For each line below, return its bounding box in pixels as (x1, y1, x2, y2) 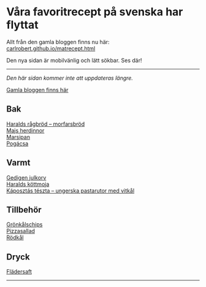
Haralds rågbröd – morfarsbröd (6, 120, 85, 128)
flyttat (6, 18, 39, 32)
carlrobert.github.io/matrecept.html (6, 45, 96, 52)
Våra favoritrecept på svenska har (6, 5, 183, 19)
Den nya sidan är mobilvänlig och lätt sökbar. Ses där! (6, 56, 142, 64)
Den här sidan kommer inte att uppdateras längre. (6, 74, 134, 82)
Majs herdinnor (6, 126, 45, 134)
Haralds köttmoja (6, 180, 50, 188)
